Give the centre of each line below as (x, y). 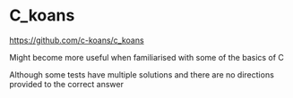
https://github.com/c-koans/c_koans (77, 40)
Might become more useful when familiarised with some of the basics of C (147, 57)
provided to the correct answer (66, 84)
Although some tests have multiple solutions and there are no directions (142, 74)
